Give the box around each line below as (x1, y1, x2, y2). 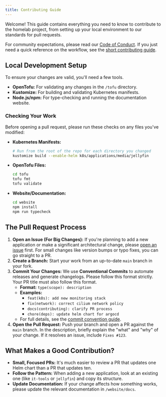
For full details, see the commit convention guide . (19, 316, 122, 322)
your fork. (12, 263, 33, 269)
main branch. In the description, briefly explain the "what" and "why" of (12, 326, 159, 332)
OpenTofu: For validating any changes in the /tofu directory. (12, 84, 138, 90)
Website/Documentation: (12, 190, 66, 196)
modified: (5, 129, 25, 135)
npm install (12, 204, 37, 209)
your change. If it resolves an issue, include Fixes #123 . (12, 332, 127, 338)
